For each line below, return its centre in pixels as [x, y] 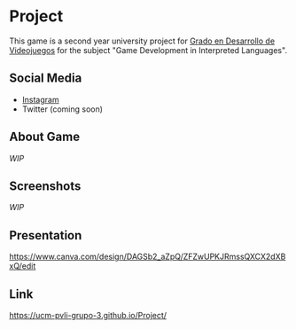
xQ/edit [23, 266]
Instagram [40, 99]
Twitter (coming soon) [62, 109]
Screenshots [45, 186]
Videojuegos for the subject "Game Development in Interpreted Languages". [148, 50]
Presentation [46, 235]
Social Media [46, 78]
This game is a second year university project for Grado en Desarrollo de [142, 41]
